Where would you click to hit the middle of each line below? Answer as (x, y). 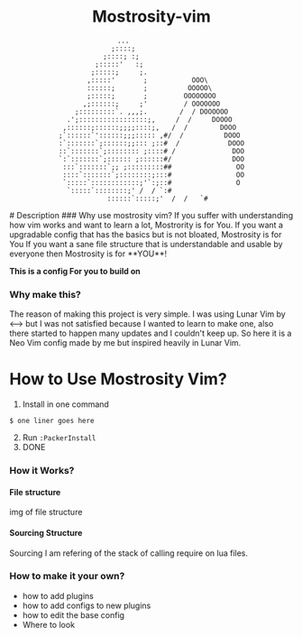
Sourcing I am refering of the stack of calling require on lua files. (129, 553)
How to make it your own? (67, 577)
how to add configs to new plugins (87, 605)
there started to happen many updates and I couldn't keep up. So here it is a (151, 333)
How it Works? (42, 471)
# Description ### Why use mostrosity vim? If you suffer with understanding (151, 215)
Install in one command (66, 404)
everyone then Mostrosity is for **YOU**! (88, 254)
